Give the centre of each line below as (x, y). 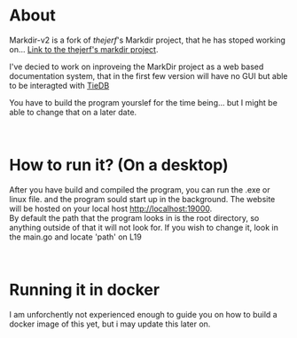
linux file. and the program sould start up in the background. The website (142, 199)
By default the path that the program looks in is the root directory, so (134, 217)
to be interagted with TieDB (59, 85)
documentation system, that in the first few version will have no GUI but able (148, 75)
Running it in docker (85, 290)
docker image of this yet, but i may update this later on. (110, 324)
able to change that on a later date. (73, 112)
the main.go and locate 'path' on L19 (75, 237)
